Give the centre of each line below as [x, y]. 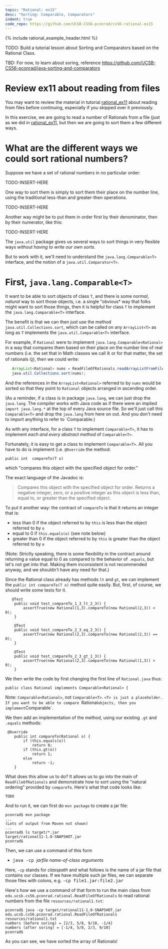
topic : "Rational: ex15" [31, 10]
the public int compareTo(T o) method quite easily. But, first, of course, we [83, 585]
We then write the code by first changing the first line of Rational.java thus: [84, 679]
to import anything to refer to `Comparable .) [50, 419]
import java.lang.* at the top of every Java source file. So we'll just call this [84, 409]
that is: [12, 513]
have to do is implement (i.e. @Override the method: [58, 449]
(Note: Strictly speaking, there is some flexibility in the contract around [78, 553]
